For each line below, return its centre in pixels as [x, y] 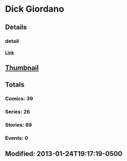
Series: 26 [18, 112]
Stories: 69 [19, 125]
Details [16, 27]
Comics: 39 [19, 98]
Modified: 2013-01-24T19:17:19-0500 [64, 153]
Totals [15, 84]
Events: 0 [17, 138]
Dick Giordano [35, 9]
